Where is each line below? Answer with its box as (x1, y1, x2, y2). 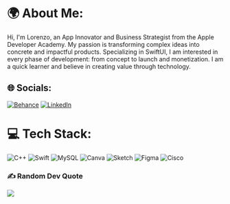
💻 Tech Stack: (7, 125, 92, 141)
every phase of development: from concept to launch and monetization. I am (7, 54, 224, 63)
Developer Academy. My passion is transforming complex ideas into (7, 40, 200, 48)
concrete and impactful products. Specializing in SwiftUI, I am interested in (7, 48, 218, 56)
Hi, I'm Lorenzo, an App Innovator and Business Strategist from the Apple (7, 32, 214, 41)
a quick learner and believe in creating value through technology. (7, 62, 191, 70)
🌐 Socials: (7, 82, 52, 94)
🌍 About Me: (7, 6, 84, 21)
